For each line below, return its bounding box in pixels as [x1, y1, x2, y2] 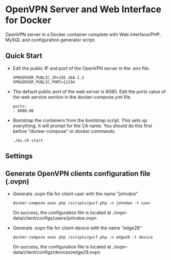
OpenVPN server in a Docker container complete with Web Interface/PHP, [5, 31, 161, 37]
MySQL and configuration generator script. [5, 37, 96, 43]
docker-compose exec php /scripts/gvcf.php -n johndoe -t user [12, 200, 151, 205]
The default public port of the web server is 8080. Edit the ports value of [12, 88, 166, 94]
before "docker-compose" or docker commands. [12, 128, 116, 134]
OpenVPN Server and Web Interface [5, 4, 162, 15]
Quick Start [5, 52, 42, 60]
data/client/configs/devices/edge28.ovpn [12, 249, 101, 255]
